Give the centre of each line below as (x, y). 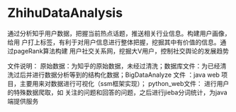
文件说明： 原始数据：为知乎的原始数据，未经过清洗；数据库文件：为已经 (114, 66)
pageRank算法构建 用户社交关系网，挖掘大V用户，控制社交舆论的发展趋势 (121, 51)
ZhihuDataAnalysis (65, 13)
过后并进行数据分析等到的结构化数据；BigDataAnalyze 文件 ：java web (116, 75)
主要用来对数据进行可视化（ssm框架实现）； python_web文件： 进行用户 (124, 83)
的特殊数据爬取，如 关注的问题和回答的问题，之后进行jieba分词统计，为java (118, 92)
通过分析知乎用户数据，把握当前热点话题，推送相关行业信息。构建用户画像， (119, 33)
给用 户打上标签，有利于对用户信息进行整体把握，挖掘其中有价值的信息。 (114, 42)
